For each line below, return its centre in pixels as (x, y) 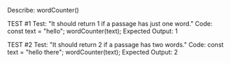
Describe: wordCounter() (43, 10)
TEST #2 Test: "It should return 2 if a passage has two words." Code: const (115, 44)
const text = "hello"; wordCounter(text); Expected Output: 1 (93, 31)
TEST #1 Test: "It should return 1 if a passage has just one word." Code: (110, 23)
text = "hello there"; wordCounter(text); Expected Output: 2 (93, 52)
